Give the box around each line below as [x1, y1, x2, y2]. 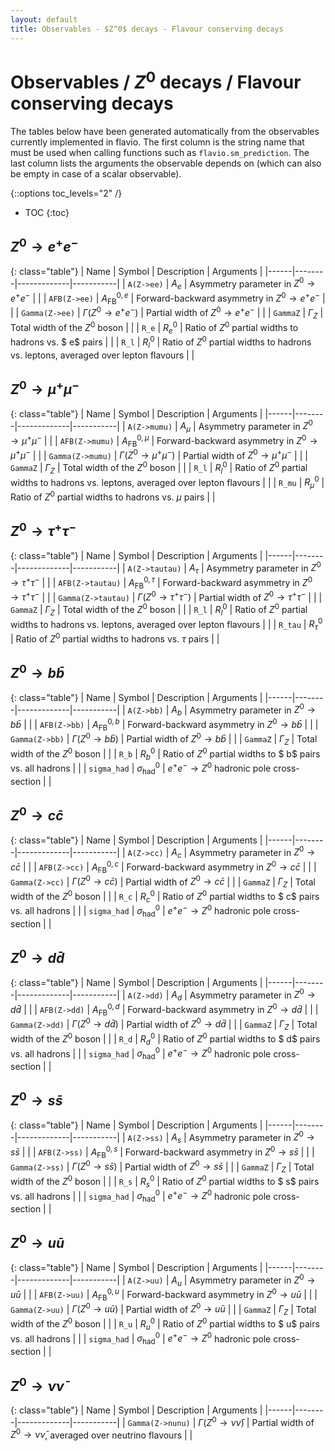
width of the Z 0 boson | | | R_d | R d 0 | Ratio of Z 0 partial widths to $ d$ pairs [10, 1031, 321, 1047]
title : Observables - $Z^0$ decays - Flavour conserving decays [10, 24, 284, 34]
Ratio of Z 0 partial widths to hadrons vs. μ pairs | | [10, 489, 216, 503]
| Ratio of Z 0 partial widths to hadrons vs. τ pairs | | [10, 631, 220, 645]
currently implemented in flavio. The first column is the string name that [10, 136, 305, 148]
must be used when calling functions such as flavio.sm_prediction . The [10, 146, 310, 158]
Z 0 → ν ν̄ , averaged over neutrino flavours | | [10, 1427, 193, 1441]
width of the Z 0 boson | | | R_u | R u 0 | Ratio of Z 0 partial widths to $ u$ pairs [10, 1316, 320, 1332]
